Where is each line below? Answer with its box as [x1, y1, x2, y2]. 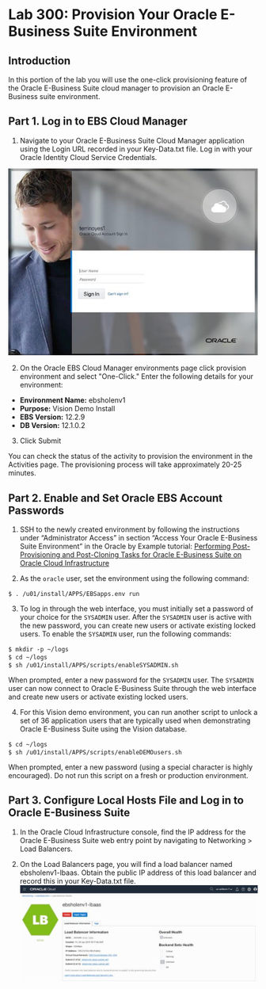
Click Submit [19, 436, 62, 445]
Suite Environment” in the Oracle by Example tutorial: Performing [19, 541, 231, 551]
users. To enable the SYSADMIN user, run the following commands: [19, 628, 232, 639]
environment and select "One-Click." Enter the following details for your [19, 372, 254, 381]
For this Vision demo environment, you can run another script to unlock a [19, 707, 258, 716]
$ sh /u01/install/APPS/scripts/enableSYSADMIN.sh [8, 661, 179, 669]
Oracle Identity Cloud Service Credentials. [19, 152, 158, 162]
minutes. [8, 468, 37, 478]
